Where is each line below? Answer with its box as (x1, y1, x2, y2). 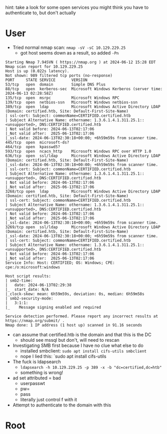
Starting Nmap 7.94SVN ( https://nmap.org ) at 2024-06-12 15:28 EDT (5, 60, 156, 65)
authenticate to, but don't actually (5, 10, 76, 16)
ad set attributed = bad (12, 374, 61, 381)
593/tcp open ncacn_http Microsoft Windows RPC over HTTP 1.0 (5, 149, 152, 154)
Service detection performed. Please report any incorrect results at (5, 313, 158, 319)
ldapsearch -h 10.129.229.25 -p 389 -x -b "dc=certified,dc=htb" (20, 365, 162, 370)
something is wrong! (20, 369, 64, 375)
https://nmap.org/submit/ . (5, 318, 65, 323)
